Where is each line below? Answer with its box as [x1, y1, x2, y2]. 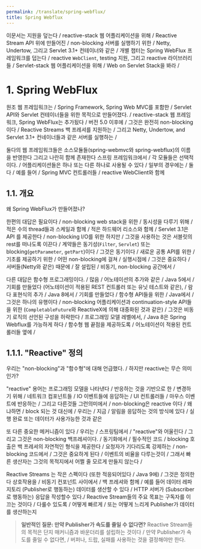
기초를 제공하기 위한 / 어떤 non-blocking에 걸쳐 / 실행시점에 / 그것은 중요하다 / [6, 256, 190, 263]
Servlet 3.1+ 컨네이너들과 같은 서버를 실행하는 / [6, 133, 117, 141]
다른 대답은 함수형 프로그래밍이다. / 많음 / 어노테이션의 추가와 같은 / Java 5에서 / [6, 276, 195, 283]
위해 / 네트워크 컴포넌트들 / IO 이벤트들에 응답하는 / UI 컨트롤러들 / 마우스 [12, 393, 184, 400]
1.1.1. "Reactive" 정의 [6, 348, 83, 358]
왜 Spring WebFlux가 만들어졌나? [6, 205, 85, 213]
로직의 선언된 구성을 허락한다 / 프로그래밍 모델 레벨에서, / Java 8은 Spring [12, 314, 187, 321]
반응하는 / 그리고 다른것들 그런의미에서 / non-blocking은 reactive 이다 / [17, 400, 186, 407]
